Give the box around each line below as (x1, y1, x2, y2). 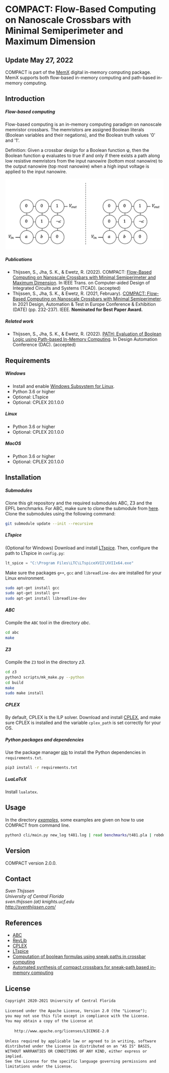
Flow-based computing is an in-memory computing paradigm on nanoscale (5, 121, 162, 127)
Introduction (5, 94, 45, 103)
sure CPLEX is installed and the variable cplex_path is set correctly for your (5, 720, 161, 726)
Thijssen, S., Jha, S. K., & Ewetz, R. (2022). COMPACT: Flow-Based (12, 269, 152, 275)
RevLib (12, 938, 27, 944)
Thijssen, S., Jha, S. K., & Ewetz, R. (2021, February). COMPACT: (12, 290, 146, 296)
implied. (5, 1054, 24, 1059)
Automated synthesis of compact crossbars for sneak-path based (12, 964, 149, 970)
